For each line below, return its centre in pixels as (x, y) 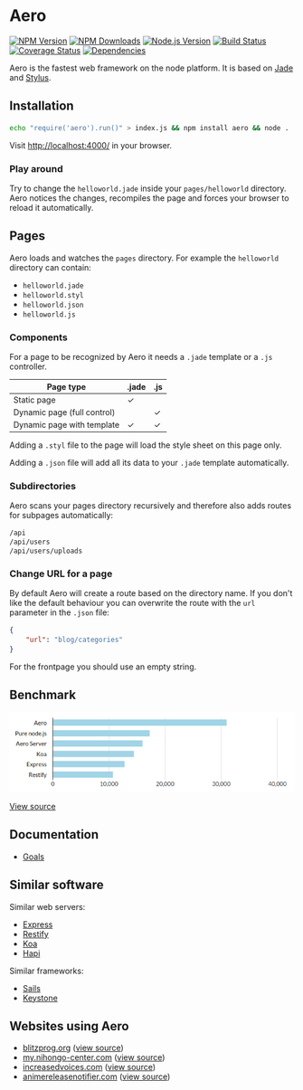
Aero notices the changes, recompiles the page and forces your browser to (149, 198)
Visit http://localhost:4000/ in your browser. (91, 145)
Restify (36, 934)
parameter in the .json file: (60, 612)
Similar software (57, 885)
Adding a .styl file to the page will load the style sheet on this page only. (146, 445)
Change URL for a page (61, 573)
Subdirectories (43, 486)
